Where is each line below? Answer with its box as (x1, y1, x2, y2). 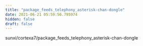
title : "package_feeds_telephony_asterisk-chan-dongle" (5, 7, 125, 12)
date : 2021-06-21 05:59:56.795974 (5, 12, 78, 17)
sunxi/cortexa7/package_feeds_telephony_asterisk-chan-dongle (5, 35, 138, 41)
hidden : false (5, 16, 35, 21)
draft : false (5, 21, 33, 26)
